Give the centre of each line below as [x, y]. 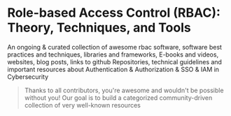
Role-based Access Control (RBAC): [114, 13]
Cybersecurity [28, 77]
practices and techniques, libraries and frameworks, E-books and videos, [113, 55]
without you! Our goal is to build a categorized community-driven [118, 97]
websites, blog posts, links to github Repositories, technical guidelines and [115, 61]
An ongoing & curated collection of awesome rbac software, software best [115, 47]
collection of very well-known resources [83, 105]
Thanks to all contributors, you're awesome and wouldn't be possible [124, 90]
